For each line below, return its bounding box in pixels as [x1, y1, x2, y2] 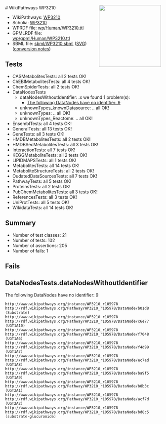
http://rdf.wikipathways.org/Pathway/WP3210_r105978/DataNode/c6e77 [5, 319, 149, 324]
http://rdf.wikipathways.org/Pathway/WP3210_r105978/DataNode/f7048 [5, 332, 149, 337]
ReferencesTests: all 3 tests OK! [12, 194, 78, 200]
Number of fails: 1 [12, 248, 48, 254]
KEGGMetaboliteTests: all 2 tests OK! [12, 152, 87, 158]
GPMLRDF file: [12, 30, 42, 36]
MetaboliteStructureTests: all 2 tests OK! [12, 168, 94, 173]
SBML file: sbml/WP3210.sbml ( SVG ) [12, 41, 87, 46]
